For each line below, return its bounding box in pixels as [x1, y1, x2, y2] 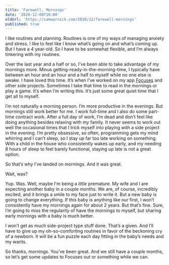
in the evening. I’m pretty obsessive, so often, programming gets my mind [5, 130, 158, 136]
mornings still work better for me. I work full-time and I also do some [5, 109, 148, 115]
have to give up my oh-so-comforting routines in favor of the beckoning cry [5, 228, 162, 234]
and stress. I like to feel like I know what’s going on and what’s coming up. [5, 41, 159, 47]
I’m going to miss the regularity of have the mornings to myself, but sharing [5, 207, 161, 214]
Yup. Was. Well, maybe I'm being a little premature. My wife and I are [5, 181, 148, 187]
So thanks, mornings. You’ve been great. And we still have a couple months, [5, 248, 163, 255]
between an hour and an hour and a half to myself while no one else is [5, 72, 151, 78]
